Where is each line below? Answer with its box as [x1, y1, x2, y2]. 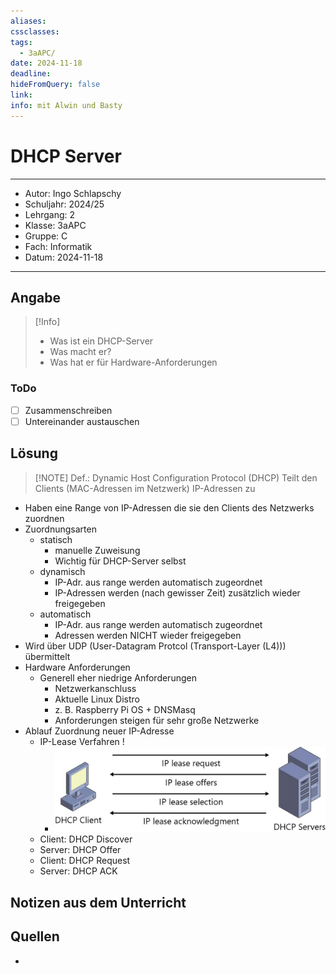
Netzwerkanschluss [54, 682, 137, 694]
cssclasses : [10, 26, 60, 37]
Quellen [10, 928, 60, 945]
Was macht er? [49, 346, 112, 358]
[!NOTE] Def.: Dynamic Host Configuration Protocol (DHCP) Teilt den [34, 471, 318, 484]
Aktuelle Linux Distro [54, 693, 140, 705]
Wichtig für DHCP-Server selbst [54, 555, 187, 567]
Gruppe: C [24, 230, 68, 242]
